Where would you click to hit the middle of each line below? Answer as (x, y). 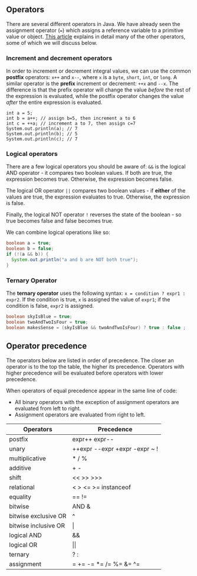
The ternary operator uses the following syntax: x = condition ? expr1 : (96, 293)
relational (22, 487)
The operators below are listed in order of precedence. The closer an (90, 360)
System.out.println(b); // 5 (42, 134)
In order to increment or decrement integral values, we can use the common (98, 71)
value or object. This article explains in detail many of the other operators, (96, 36)
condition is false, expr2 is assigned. (50, 306)
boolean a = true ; (29, 243)
